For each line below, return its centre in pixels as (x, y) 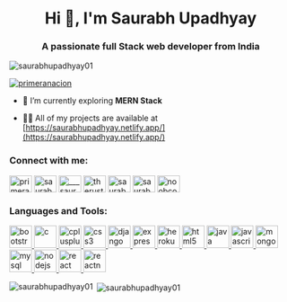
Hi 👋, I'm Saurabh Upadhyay (151, 18)
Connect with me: (49, 161)
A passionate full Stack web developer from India (151, 47)
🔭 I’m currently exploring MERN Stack (92, 101)
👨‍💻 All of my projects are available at (90, 118)
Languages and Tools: (58, 210)
